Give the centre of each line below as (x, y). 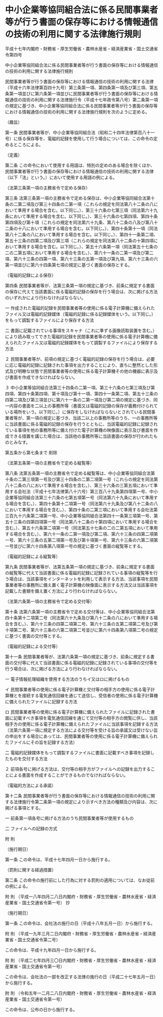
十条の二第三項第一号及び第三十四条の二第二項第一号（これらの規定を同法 (79, 479)
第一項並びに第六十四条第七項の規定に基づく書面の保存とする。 (69, 265)
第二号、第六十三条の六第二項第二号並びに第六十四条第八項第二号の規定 (86, 630)
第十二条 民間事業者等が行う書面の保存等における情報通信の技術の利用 (76, 795)
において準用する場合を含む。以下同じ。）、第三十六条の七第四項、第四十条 (83, 216)
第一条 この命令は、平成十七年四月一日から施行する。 (59, 859)
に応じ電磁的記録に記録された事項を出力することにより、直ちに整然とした (79, 365)
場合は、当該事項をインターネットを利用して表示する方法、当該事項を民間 (83, 579)
